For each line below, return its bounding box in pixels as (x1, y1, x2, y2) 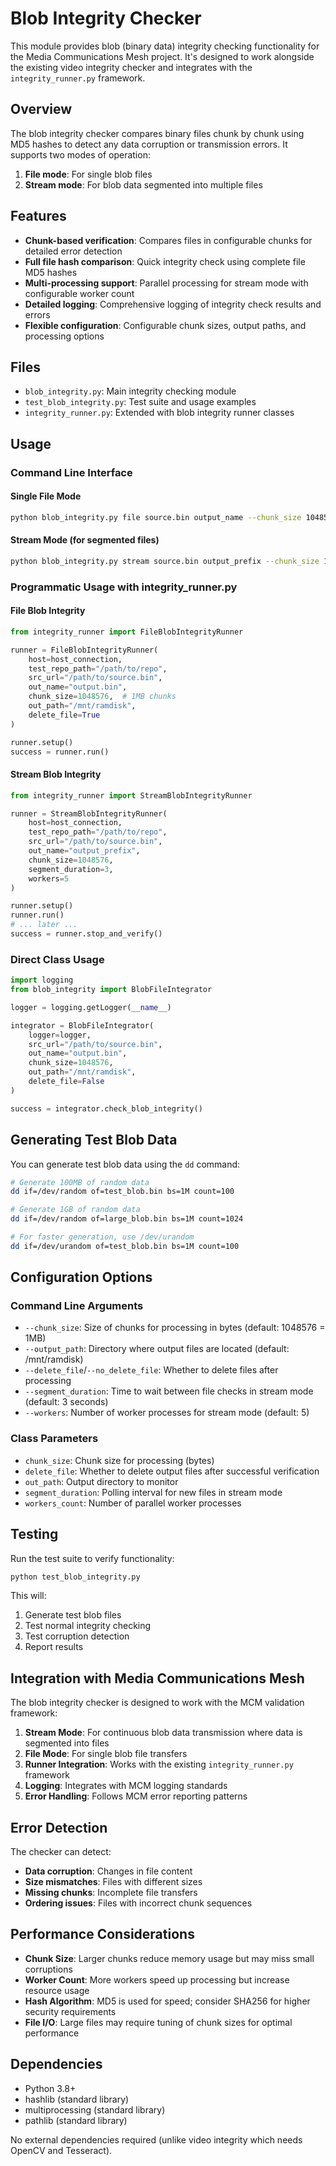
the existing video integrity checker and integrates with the (10, 61, 253, 73)
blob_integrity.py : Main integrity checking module (24, 385, 237, 397)
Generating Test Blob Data (10, 1132, 178, 1149)
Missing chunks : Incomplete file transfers (24, 1887, 198, 1899)
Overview (10, 101, 73, 118)
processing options (24, 330, 105, 342)
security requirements (24, 2005, 117, 2017)
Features (10, 208, 67, 225)
